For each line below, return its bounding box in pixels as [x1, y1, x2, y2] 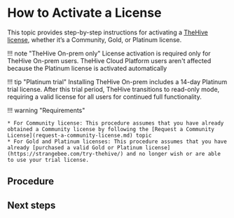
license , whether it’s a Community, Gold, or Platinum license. [7, 35, 182, 43]
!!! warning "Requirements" [7, 106, 85, 114]
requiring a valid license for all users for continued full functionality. [7, 93, 202, 101]
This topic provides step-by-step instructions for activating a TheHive [7, 28, 208, 36]
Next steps [7, 199, 56, 211]
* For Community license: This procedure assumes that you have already [7, 119, 224, 127]
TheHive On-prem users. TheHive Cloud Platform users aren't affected [7, 56, 212, 64]
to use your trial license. [7, 156, 90, 163]
